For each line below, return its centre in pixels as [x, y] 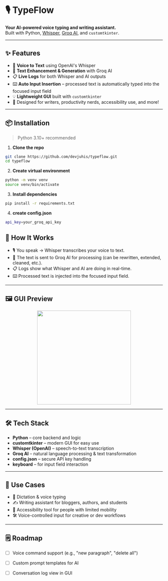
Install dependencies [35, 195]
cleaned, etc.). [27, 263]
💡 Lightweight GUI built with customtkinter [57, 96]
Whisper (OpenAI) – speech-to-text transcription [63, 448]
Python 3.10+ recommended [46, 138]
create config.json [32, 213]
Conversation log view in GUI [42, 573]
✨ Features [23, 53]
